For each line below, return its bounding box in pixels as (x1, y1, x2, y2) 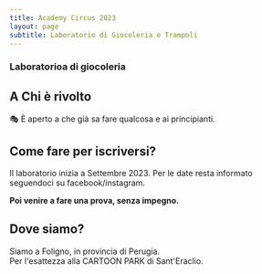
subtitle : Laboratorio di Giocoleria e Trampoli (9, 30, 198, 39)
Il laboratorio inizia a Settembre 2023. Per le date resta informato (9, 167, 253, 178)
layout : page (9, 22, 59, 31)
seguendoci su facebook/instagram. (9, 177, 146, 188)
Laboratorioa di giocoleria (9, 60, 126, 73)
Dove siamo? (9, 221, 85, 237)
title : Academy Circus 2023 (9, 13, 117, 23)
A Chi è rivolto (9, 89, 92, 104)
